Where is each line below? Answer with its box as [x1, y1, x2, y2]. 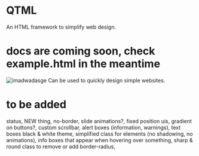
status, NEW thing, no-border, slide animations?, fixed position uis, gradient [6, 117, 192, 124]
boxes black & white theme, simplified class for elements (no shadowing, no [6, 130, 193, 137]
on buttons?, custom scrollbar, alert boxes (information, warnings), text [6, 124, 181, 131]
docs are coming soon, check [6, 44, 155, 58]
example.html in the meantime [6, 57, 160, 71]
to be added [6, 98, 67, 111]
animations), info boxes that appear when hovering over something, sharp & [6, 136, 193, 143]
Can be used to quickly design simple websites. [47, 77, 166, 84]
